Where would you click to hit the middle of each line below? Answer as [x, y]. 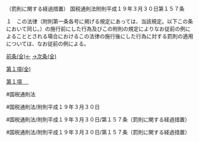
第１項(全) [19, 69]
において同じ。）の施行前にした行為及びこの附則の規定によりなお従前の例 [96, 29]
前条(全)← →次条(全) [31, 56]
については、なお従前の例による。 [48, 44]
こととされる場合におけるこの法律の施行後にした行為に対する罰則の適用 [105, 36]
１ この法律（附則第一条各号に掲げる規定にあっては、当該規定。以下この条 [100, 21]
